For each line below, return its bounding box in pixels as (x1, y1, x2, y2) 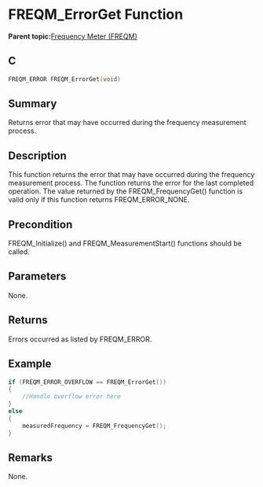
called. (8, 247, 30, 256)
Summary (8, 97, 57, 111)
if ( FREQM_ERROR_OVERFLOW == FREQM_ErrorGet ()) (8, 378, 167, 386)
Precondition (8, 218, 73, 231)
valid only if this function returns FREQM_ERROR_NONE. (8, 195, 190, 205)
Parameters (8, 270, 67, 283)
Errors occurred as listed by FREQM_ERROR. (8, 334, 152, 344)
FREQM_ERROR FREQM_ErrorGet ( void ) (8, 75, 122, 83)
